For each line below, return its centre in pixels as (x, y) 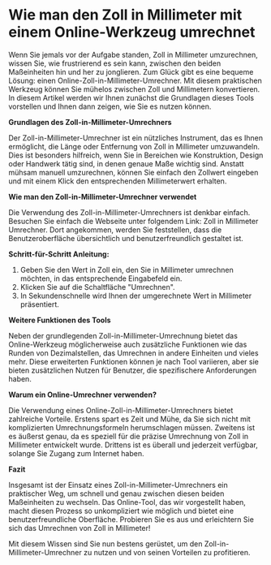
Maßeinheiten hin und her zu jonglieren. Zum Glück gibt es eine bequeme (131, 71)
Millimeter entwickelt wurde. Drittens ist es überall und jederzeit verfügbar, (133, 445)
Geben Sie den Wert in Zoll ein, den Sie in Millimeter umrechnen (127, 270)
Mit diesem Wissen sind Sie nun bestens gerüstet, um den (105, 543)
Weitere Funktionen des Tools (60, 320)
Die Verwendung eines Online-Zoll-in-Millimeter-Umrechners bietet (121, 410)
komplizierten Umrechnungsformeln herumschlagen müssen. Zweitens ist (132, 427)
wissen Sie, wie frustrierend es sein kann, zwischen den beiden (115, 63)
